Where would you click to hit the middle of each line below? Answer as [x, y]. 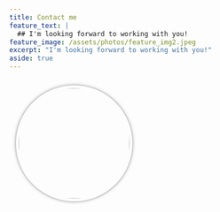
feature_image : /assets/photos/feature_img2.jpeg [103, 42]
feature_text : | [39, 26]
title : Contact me [43, 17]
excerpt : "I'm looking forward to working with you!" [111, 50]
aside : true [31, 58]
